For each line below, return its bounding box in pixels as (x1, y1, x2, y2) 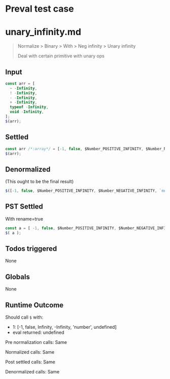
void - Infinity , (10, 110, 44, 115)
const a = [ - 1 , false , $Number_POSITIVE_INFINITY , (5, 225, 116, 231)
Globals (5, 272, 30, 281)
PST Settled (5, 202, 44, 211)
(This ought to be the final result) (5, 179, 74, 185)
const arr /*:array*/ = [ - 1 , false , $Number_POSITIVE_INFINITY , (5, 146, 144, 151)
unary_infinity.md (5, 26, 81, 38)
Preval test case (5, 3, 74, 15)
